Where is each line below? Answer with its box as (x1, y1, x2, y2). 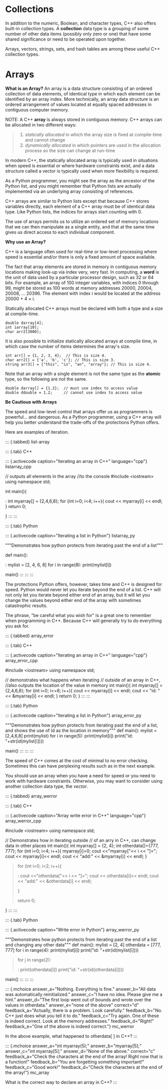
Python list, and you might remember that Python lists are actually (5, 183, 141, 189)
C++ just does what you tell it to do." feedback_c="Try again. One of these (5, 1013, 159, 1019)
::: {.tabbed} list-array (5, 438, 50, 445)
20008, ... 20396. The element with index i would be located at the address (5, 290, 160, 296)
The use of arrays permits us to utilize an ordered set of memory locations (5, 218, 159, 224)
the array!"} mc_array (5, 1069, 50, 1075)
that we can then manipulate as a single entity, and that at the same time (5, 223, 155, 229)
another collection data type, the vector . (5, 783, 88, 789)
